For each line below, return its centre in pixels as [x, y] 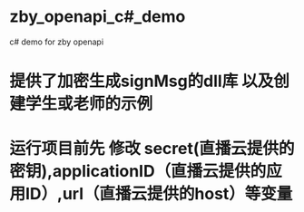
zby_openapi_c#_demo [98, 17]
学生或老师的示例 [89, 104]
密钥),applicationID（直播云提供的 [138, 172]
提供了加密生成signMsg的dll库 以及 [142, 81]
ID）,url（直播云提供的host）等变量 [159, 194]
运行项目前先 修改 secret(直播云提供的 [152, 149]
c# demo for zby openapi [57, 42]
